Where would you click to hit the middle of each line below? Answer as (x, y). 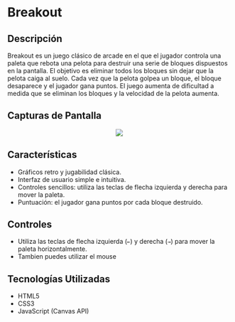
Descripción (35, 39)
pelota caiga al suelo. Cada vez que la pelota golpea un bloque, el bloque (115, 78)
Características (42, 155)
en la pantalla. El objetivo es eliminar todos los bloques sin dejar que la (111, 71)
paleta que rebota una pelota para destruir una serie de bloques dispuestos (118, 63)
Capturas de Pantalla (54, 116)
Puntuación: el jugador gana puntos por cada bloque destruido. (110, 202)
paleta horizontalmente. (52, 249)
